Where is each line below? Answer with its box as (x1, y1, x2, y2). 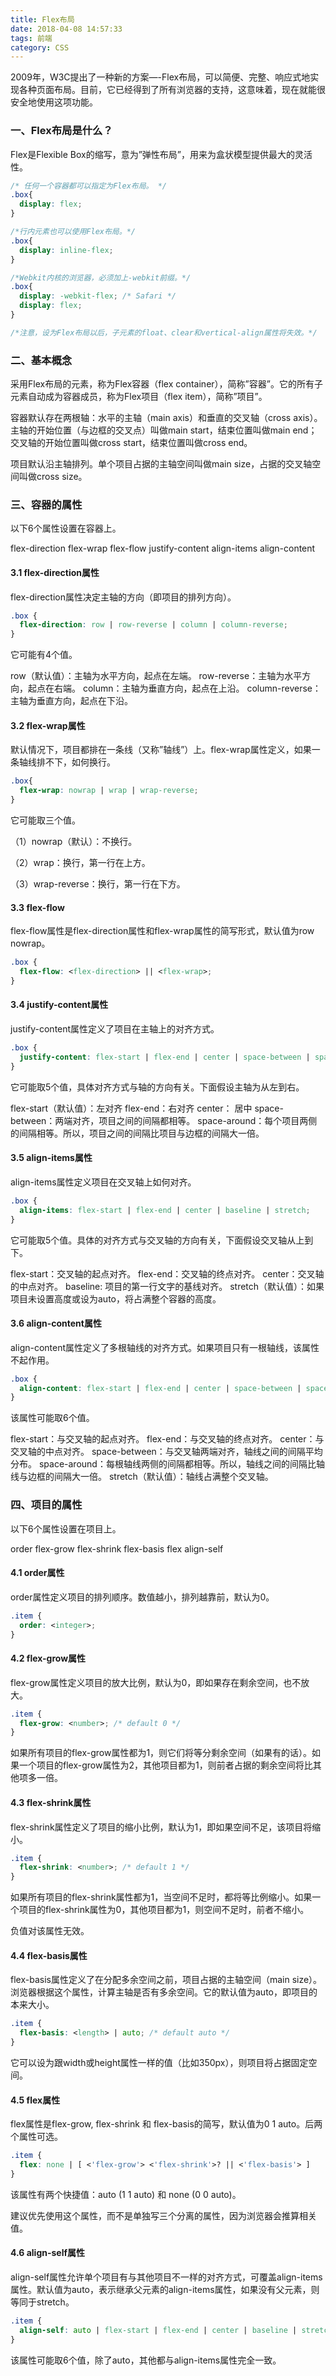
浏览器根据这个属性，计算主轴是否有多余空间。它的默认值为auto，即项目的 (10, 1986, 318, 1998)
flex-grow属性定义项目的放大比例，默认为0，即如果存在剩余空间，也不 (10, 1676, 302, 1688)
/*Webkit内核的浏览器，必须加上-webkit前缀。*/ (10, 272, 192, 283)
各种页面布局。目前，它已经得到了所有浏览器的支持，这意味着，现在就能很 (18, 84, 326, 96)
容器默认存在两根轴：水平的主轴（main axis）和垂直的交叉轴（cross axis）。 (10, 412, 323, 424)
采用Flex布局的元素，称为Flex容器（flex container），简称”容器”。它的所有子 (10, 378, 323, 390)
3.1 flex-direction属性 (10, 566, 100, 578)
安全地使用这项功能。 (10, 96, 98, 108)
